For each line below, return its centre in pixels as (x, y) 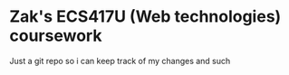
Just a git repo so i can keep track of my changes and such (120, 61)
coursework (56, 36)
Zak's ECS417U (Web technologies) (145, 17)
